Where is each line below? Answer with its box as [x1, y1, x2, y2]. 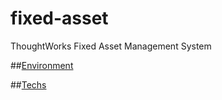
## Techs [10, 78, 47, 91]
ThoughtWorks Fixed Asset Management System [10, 40, 212, 52]
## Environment [10, 59, 74, 71]
